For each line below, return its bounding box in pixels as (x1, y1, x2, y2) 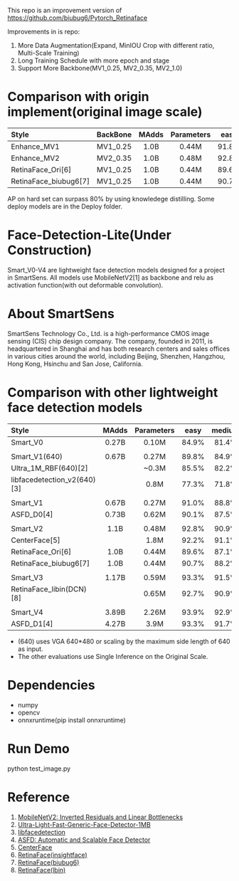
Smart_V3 (11, 572, 44, 582)
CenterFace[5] (11, 535, 60, 545)
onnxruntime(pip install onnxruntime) (17, 715, 127, 724)
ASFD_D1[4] (11, 618, 53, 628)
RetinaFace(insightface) (17, 850, 87, 859)
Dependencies (7, 677, 95, 693)
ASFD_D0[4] (11, 509, 53, 519)
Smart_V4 (11, 607, 44, 617)
